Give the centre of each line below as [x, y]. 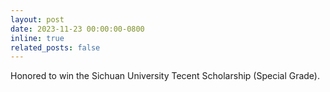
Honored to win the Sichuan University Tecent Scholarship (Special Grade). [165, 76]
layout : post [37, 19]
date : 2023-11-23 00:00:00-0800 [77, 29]
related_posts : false [55, 47]
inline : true [37, 38]
